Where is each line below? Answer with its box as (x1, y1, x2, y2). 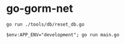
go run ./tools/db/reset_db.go (6, 21, 85, 27)
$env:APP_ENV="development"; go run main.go (6, 32, 120, 37)
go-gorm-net (6, 2, 73, 15)
